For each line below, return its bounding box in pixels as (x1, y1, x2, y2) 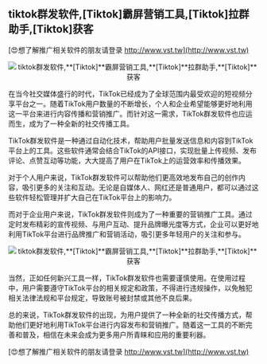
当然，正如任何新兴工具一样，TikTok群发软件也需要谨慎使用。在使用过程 (8, 273, 246, 283)
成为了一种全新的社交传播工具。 (29, 119, 133, 128)
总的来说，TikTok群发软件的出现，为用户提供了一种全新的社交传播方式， (8, 310, 246, 319)
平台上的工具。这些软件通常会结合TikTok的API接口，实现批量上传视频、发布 (8, 146, 257, 155)
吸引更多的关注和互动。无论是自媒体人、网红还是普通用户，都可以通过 (21, 182, 252, 192)
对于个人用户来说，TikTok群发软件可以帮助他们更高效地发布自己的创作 (8, 172, 239, 182)
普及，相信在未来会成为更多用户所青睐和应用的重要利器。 (21, 330, 211, 339)
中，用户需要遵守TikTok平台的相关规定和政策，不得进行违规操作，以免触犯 (8, 283, 253, 292)
